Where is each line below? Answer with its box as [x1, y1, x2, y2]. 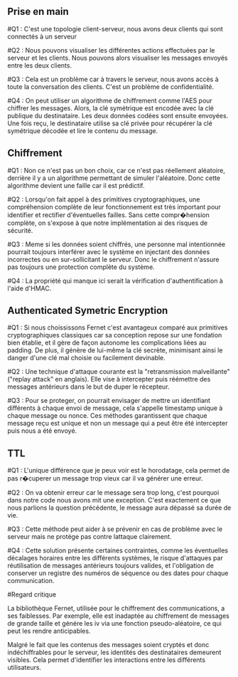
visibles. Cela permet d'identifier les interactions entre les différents [7, 656, 206, 664]
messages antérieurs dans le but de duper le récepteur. [7, 382, 170, 391]
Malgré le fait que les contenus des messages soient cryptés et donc [7, 641, 210, 649]
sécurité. [7, 226, 33, 234]
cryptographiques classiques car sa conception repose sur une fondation [7, 331, 222, 340]
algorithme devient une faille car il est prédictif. [7, 181, 145, 189]
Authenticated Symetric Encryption [7, 305, 168, 317]
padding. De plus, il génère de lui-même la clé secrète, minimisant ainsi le [7, 346, 223, 355]
